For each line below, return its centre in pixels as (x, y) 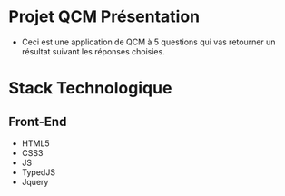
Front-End (38, 121)
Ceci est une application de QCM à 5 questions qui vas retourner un (148, 42)
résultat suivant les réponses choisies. (93, 51)
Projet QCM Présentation (104, 17)
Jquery (35, 181)
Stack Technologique (90, 88)
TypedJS (39, 172)
